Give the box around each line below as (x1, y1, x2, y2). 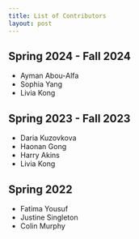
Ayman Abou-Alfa (19, 70, 79, 81)
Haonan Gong (19, 142, 67, 152)
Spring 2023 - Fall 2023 (8, 111, 131, 126)
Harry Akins (19, 151, 61, 160)
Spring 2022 (8, 182, 73, 196)
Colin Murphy (19, 220, 66, 231)
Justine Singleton (19, 212, 78, 222)
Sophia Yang (19, 79, 63, 89)
